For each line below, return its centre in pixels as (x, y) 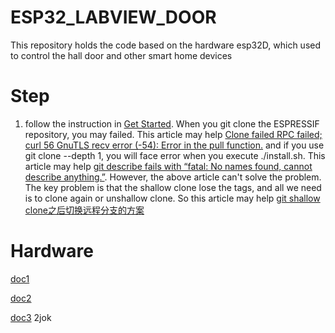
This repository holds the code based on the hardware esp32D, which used (166, 45)
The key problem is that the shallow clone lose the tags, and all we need (173, 187)
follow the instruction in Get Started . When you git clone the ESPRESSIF (172, 123)
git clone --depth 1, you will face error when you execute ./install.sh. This (175, 155)
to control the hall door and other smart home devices (121, 55)
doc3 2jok (31, 317)
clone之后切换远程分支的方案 (84, 210)
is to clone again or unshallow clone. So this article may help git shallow (172, 198)
